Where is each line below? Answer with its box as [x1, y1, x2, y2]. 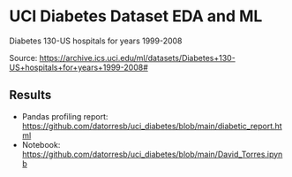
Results [9, 88, 52, 103]
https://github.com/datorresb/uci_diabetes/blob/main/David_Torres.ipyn [21, 149, 283, 159]
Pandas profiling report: [21, 111, 109, 121]
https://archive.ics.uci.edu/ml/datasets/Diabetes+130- [39, 52, 236, 63]
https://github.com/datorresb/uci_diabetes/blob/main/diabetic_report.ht [21, 120, 282, 131]
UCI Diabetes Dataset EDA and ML [9, 6, 263, 27]
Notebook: [21, 139, 61, 150]
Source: [9, 52, 38, 63]
